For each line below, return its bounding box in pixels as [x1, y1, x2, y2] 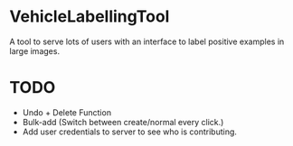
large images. [9, 45, 61, 56]
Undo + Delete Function [22, 106, 111, 118]
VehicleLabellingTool [9, 6, 170, 27]
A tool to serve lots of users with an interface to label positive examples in [9, 36, 285, 47]
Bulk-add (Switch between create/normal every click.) [22, 116, 224, 127]
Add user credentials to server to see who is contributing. [22, 126, 238, 137]
